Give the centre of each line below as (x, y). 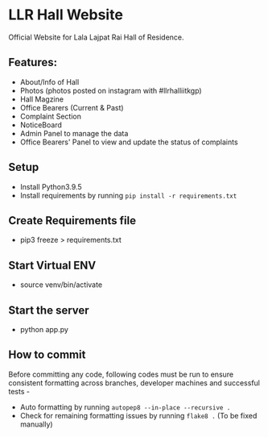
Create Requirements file (72, 221)
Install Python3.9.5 (51, 186)
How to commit (47, 355)
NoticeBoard (41, 125)
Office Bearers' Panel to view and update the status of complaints (129, 142)
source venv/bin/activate (61, 285)
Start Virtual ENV (52, 265)
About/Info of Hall (49, 81)
